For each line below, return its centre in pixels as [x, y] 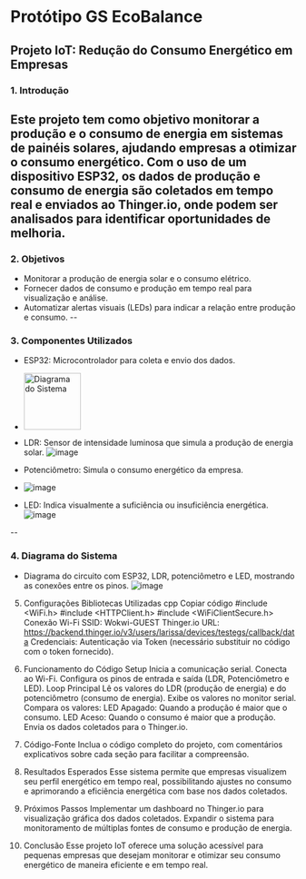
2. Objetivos [38, 259]
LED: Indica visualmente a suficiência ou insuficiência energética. [146, 505]
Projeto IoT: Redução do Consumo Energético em [152, 50]
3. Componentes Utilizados [71, 341]
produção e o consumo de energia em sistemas [147, 133]
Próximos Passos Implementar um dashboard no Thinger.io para [143, 808]
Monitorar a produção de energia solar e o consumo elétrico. [137, 279]
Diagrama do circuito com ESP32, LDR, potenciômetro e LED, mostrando [159, 576]
